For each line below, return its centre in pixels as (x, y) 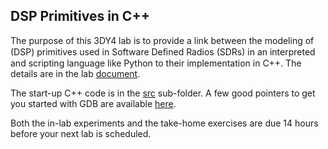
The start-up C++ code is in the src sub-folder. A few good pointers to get (163, 93)
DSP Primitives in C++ (80, 16)
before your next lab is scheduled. (81, 133)
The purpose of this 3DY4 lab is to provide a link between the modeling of (162, 40)
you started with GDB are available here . (93, 103)
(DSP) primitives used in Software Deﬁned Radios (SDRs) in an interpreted (163, 51)
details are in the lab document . (75, 73)
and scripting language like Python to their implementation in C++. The (156, 63)
